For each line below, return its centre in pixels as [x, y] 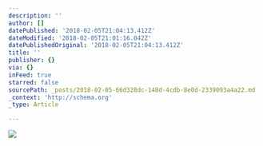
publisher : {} [32, 61]
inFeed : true [30, 75]
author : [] [26, 23]
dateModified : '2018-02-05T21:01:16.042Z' [80, 38]
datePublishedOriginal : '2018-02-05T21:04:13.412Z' [96, 45]
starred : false [34, 82]
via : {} [21, 68]
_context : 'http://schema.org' [60, 97]
